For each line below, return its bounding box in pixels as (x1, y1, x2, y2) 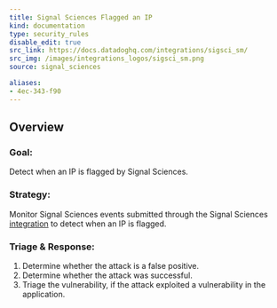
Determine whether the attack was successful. (21, 270, 193, 280)
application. (21, 288, 66, 299)
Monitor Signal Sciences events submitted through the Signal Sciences (9, 209, 268, 219)
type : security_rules (9, 29, 90, 38)
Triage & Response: (9, 241, 95, 253)
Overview (9, 120, 65, 135)
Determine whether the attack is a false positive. (21, 260, 200, 271)
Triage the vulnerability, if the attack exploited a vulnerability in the (21, 279, 266, 289)
